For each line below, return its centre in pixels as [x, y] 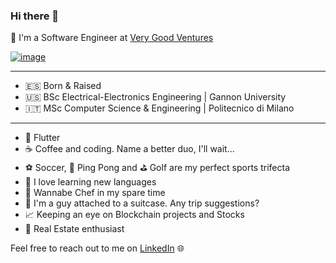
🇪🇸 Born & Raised [63, 86]
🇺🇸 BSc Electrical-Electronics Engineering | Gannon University [155, 97]
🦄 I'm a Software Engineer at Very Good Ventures [112, 38]
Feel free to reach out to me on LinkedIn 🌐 [97, 248]
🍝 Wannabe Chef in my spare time [95, 193]
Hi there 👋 [35, 16]
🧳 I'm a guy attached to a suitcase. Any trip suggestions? [142, 203]
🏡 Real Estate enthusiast [74, 229]
